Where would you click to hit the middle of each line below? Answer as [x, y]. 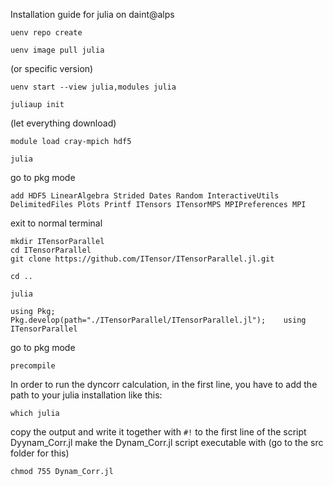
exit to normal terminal [56, 223]
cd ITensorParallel [51, 250]
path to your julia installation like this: [86, 395]
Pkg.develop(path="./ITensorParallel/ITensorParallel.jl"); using [158, 320]
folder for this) [40, 453]
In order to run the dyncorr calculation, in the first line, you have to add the [164, 384]
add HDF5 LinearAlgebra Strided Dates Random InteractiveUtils [145, 196]
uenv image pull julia [57, 50]
